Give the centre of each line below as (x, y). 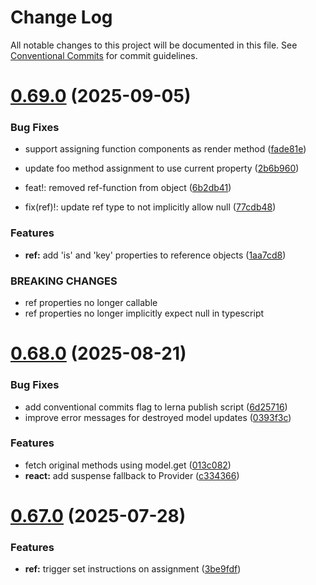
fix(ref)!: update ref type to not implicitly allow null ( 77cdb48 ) (150, 207)
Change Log (61, 17)
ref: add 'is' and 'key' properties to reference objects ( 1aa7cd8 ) (155, 255)
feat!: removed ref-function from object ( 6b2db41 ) (128, 188)
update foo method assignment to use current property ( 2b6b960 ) (162, 168)
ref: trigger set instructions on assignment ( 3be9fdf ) (133, 569)
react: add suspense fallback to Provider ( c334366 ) (132, 475)
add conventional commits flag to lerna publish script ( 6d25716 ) (156, 407)
